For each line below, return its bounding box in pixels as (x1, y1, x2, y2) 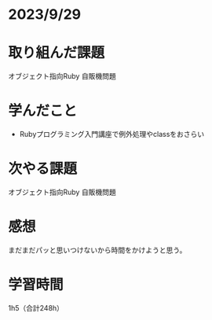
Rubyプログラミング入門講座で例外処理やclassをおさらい (19, 130, 205, 139)
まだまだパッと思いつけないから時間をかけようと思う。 (8, 245, 187, 255)
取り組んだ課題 (8, 44, 105, 62)
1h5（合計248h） (8, 303, 64, 312)
